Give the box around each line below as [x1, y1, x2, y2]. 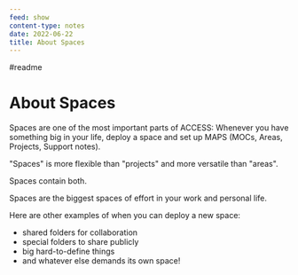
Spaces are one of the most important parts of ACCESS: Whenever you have [9, 122, 289, 133]
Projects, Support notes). [9, 141, 101, 152]
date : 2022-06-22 [9, 29, 74, 38]
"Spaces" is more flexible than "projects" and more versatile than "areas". [9, 159, 278, 169]
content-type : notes [9, 21, 86, 30]
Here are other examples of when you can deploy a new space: [9, 210, 241, 221]
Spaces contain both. [9, 176, 87, 186]
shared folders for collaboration [21, 227, 138, 238]
